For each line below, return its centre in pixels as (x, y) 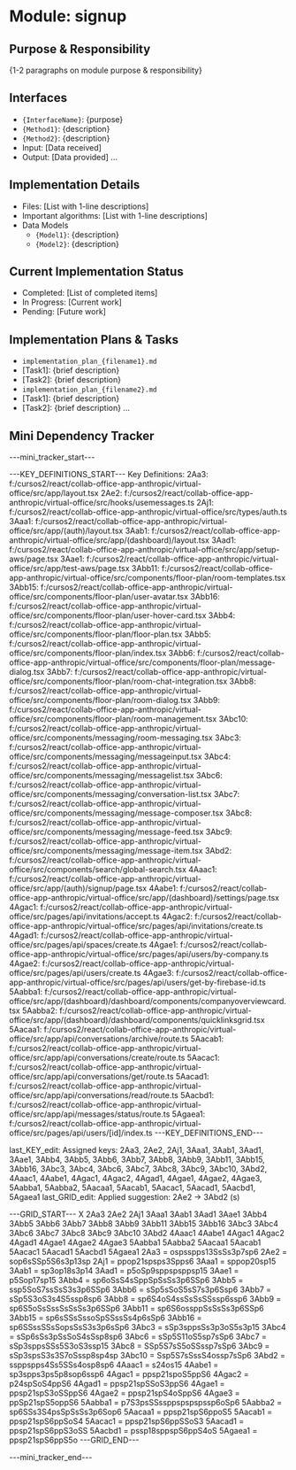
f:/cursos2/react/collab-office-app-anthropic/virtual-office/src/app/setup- (144, 550)
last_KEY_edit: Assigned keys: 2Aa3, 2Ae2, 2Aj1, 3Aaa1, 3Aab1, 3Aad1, (137, 1150)
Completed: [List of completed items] (90, 293)
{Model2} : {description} (77, 244)
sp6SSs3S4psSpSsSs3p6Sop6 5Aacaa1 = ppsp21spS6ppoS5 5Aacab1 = (140, 1412)
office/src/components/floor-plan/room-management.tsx (113, 719)
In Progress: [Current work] (72, 302)
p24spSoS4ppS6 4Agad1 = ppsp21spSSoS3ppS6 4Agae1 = (117, 1384)
